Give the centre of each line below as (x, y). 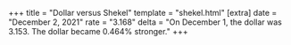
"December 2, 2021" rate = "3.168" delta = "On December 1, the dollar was (145, 22)
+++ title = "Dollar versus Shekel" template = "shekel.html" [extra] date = (143, 13)
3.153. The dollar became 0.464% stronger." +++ (98, 31)
